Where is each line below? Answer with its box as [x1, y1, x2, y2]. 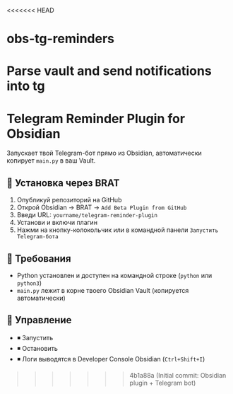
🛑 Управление [6, 314, 72, 326]
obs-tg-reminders [6, 31, 114, 47]
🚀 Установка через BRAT [6, 177, 120, 189]
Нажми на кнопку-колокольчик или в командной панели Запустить [16, 226, 219, 234]
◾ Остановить [16, 344, 58, 352]
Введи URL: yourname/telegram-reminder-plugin [16, 211, 158, 219]
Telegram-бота [16, 233, 59, 241]
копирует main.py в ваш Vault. [6, 156, 96, 165]
